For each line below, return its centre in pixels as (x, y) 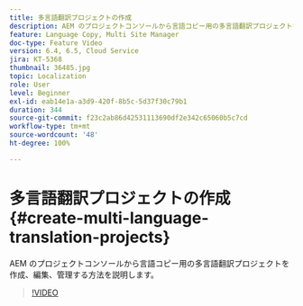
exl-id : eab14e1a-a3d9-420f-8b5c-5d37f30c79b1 (98, 101)
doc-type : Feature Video (56, 43)
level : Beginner (40, 93)
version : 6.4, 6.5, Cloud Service (74, 51)
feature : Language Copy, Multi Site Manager (94, 34)
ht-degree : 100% (40, 143)
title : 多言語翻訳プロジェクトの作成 (71, 18)
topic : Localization (48, 76)
